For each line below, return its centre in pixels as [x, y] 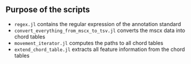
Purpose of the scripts [48, 10]
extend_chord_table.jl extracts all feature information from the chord [99, 49]
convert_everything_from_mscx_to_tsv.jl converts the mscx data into [100, 30]
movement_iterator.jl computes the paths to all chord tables [89, 43]
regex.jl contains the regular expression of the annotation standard [98, 24]
